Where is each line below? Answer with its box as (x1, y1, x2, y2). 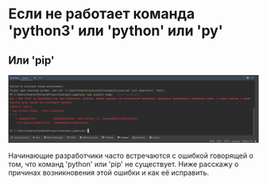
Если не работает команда (8, 5, 195, 23)
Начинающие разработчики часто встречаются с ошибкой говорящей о (8, 151, 254, 160)
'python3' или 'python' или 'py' (8, 22, 224, 40)
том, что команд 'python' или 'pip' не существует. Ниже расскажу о (8, 159, 239, 169)
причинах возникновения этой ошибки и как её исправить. (8, 168, 209, 178)
